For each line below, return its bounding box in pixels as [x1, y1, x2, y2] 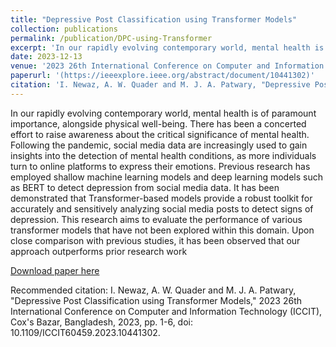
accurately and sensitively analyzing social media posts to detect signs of [10, 202, 314, 215]
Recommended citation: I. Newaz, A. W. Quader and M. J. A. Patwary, [10, 284, 297, 296]
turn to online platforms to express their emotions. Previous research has [10, 160, 311, 172]
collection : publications [10, 24, 118, 34]
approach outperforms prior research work [10, 245, 188, 257]
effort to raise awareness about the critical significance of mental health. [10, 128, 310, 140]
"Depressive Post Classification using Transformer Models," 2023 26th [10, 294, 303, 306]
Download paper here [10, 264, 100, 276]
